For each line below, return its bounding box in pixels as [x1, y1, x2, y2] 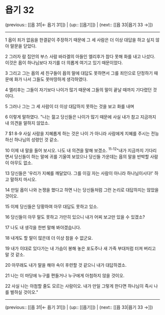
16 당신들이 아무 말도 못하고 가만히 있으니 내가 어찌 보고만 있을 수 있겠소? [5, 214, 145, 220]
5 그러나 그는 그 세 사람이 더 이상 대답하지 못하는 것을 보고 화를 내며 [5, 103, 135, 109]
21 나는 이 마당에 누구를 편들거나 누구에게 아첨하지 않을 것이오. [5, 272, 125, 279]
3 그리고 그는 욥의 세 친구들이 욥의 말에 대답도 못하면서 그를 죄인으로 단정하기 [5, 70, 153, 76]
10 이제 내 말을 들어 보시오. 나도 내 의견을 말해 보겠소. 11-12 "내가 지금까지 [5, 146, 144, 153]
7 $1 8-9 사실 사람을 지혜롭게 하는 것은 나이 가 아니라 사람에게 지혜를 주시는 [5, 130, 150, 136]
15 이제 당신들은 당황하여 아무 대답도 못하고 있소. [5, 203, 99, 210]
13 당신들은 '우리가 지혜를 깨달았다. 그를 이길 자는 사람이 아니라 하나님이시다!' [5, 170, 154, 176]
